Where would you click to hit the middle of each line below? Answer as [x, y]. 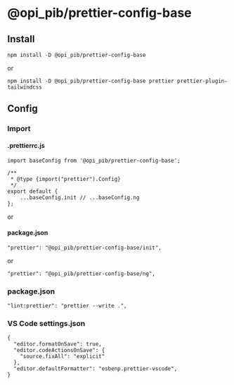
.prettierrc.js [26, 145]
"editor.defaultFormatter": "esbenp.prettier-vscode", [96, 369]
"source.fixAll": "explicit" [63, 357]
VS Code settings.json [46, 323]
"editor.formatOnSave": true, [58, 344]
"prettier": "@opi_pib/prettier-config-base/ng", [82, 273]
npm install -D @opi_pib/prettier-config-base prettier [91, 81]
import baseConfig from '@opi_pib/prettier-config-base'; [94, 160]
